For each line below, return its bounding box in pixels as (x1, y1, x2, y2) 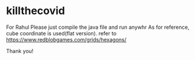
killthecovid (6, 4, 66, 18)
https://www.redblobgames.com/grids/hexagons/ (6, 36, 127, 43)
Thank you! (6, 47, 34, 54)
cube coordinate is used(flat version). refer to (6, 29, 117, 36)
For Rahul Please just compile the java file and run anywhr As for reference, (6, 24, 190, 31)
